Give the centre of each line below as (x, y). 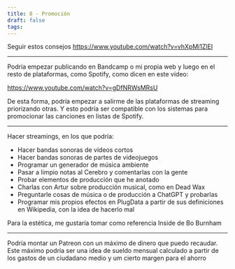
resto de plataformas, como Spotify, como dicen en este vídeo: (98, 74)
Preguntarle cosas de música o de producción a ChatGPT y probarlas (117, 195)
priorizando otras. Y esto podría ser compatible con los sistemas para (108, 109)
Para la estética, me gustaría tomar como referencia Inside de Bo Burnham (115, 223)
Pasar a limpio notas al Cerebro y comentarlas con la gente (102, 172)
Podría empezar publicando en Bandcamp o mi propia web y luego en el (111, 67)
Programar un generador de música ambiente (83, 165)
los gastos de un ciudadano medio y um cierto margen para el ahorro (107, 258)
